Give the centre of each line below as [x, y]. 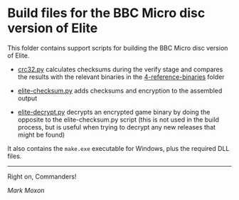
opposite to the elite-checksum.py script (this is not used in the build [118, 120]
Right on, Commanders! [42, 177]
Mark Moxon [26, 190]
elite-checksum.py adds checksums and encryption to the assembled [120, 90]
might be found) [41, 135]
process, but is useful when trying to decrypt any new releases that [116, 127]
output [27, 98]
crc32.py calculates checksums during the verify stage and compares [120, 69]
